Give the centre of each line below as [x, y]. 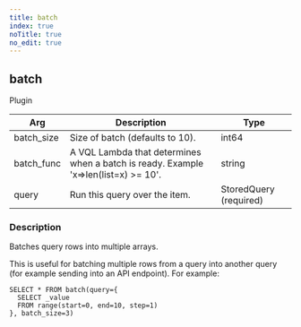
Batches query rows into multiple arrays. [84, 246]
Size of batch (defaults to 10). [133, 138]
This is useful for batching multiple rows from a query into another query [143, 264]
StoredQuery [248, 189]
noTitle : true [36, 34]
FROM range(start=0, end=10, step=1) [88, 305]
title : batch [34, 17]
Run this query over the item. [130, 195]
